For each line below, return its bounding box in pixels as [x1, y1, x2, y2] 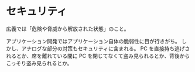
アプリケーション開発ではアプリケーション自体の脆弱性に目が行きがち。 [6, 37, 180, 44]
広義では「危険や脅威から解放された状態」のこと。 [6, 25, 129, 32]
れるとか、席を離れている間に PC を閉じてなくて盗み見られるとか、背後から [6, 52, 190, 59]
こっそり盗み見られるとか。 [6, 59, 73, 67]
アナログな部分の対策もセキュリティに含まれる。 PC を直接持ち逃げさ [21, 44, 190, 52]
